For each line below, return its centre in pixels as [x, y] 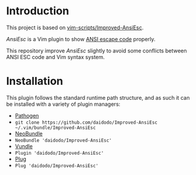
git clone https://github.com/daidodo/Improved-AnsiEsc [86, 122]
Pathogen [27, 115]
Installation [35, 81]
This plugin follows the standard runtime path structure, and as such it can [98, 97]
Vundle [24, 146]
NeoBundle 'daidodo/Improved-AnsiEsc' [63, 140]
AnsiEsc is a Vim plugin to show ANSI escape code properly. [81, 39]
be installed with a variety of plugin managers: [64, 104]
